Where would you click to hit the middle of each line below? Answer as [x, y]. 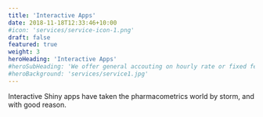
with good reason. [37, 104]
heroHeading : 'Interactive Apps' [63, 60]
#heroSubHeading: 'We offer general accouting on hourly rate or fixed [127, 67]
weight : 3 [24, 52]
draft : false [29, 37]
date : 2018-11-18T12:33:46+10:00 [63, 23]
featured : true [33, 45]
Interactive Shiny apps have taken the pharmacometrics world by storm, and [131, 96]
